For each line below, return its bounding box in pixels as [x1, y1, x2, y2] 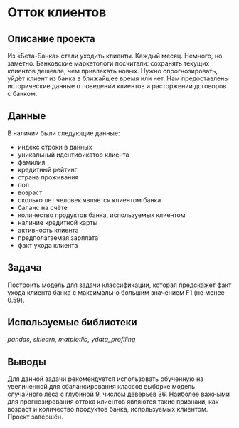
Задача [7, 261, 42, 274]
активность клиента [17, 226, 80, 234]
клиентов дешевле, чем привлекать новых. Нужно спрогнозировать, [7, 67, 218, 75]
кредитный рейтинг [17, 165, 78, 174]
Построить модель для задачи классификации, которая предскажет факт [7, 281, 232, 289]
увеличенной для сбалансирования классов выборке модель [7, 382, 196, 391]
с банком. [7, 90, 38, 98]
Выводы [7, 355, 46, 367]
